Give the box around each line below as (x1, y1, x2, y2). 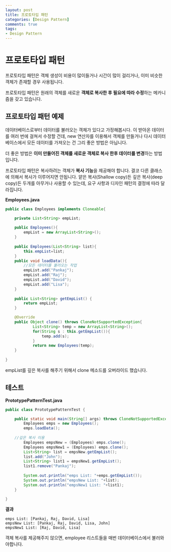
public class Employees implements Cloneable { (5, 207, 106, 212)
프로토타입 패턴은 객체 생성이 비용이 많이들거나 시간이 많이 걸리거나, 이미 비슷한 (5, 72, 163, 78)
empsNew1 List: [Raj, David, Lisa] (5, 525, 81, 531)
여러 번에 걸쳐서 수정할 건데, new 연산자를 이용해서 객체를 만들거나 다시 (10, 133, 153, 139)
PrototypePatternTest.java (5, 397, 63, 403)
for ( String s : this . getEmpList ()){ (32, 329, 110, 334)
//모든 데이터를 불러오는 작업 (23, 263, 77, 268)
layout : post (5, 7, 33, 13)
